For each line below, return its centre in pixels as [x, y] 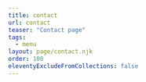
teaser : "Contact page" [47, 30]
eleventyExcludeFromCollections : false [73, 66]
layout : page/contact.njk [50, 52]
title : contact [33, 15]
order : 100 [26, 59]
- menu [26, 45]
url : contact [29, 23]
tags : [17, 37]
